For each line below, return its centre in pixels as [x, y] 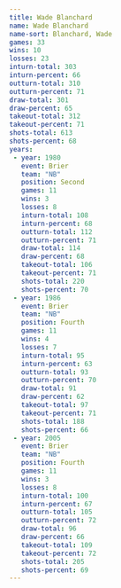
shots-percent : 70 [55, 289]
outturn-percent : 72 [59, 521]
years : [21, 149]
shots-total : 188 [53, 421]
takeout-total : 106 [57, 265]
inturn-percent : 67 [57, 504]
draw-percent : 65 [41, 108]
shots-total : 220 [53, 281]
